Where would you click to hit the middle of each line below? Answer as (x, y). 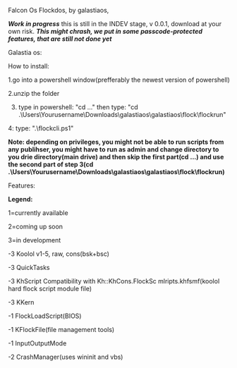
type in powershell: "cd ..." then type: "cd (78, 107)
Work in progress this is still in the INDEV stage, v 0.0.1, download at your (115, 24)
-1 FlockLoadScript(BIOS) (45, 316)
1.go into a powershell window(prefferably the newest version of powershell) (119, 80)
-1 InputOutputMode (37, 343)
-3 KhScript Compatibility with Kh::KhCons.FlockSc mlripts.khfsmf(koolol (114, 281)
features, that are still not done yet (60, 39)
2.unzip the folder (34, 93)
